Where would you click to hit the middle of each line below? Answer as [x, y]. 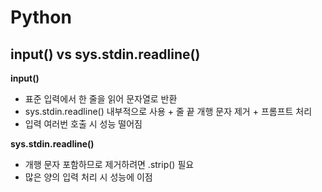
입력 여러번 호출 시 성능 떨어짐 [83, 124]
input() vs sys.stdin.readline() [105, 54]
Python [41, 17]
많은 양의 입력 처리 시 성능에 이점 [88, 177]
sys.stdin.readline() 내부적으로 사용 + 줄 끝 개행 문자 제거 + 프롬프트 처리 [168, 111]
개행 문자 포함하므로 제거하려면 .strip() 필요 [109, 164]
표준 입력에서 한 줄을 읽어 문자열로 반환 [101, 99]
